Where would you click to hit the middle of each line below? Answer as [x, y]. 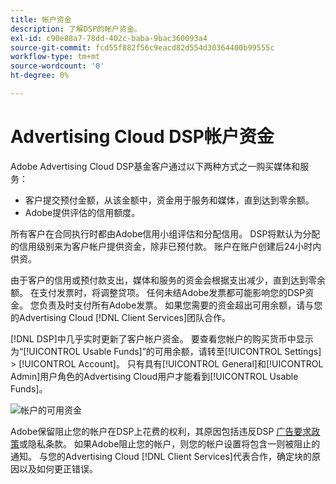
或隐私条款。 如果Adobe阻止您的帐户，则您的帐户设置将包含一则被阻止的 [170, 443]
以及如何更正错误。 [58, 468]
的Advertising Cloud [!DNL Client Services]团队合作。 [121, 317]
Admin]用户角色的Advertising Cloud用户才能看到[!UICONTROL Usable [154, 376]
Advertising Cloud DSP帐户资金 [142, 137]
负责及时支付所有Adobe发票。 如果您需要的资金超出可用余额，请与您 [180, 305]
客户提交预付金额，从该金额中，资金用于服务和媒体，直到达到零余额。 [169, 200]
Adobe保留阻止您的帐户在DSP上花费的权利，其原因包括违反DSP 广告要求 [161, 431]
